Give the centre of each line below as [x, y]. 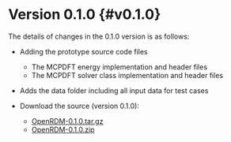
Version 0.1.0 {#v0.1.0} [85, 15]
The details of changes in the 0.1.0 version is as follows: [99, 36]
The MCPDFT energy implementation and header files [119, 67]
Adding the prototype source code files [83, 51]
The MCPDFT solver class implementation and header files [127, 75]
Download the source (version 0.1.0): [80, 106]
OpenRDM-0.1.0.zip [63, 129]
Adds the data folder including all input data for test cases [114, 90]
